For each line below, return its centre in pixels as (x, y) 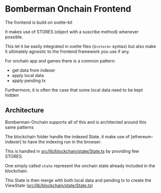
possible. (14, 37)
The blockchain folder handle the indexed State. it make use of (67, 136)
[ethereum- (142, 136)
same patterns (19, 127)
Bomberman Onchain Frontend (68, 9)
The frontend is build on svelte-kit (39, 22)
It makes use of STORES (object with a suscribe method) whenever (72, 32)
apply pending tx (29, 80)
